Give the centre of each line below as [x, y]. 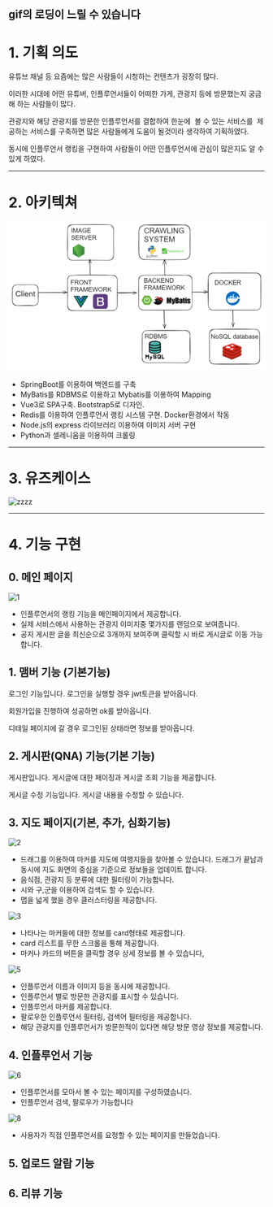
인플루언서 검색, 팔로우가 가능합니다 [77, 1102]
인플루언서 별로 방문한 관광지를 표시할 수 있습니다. [99, 996]
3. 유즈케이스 [50, 479]
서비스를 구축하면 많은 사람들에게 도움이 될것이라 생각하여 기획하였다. [139, 132]
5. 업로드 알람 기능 [52, 1164]
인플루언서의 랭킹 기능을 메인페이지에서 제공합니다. [100, 614]
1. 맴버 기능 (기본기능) [60, 673]
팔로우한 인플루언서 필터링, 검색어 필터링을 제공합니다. [106, 1017]
